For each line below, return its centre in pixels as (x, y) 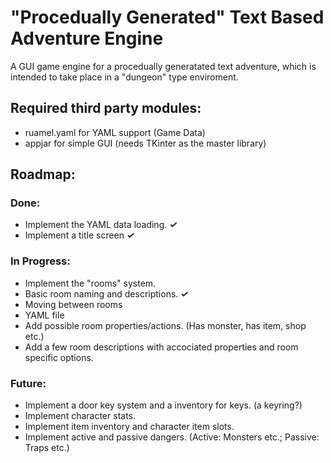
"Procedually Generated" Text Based (167, 17)
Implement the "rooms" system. (90, 283)
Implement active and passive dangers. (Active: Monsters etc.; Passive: (172, 437)
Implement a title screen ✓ (79, 235)
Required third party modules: (106, 108)
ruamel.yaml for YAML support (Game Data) (115, 132)
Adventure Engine (87, 38)
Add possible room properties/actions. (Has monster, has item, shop (165, 325)
